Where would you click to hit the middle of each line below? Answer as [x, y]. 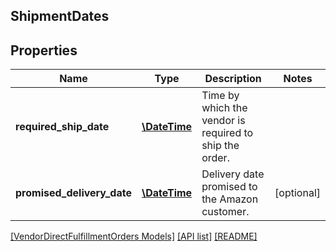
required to [227, 133]
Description [233, 79]
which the [224, 108]
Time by [220, 96]
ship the [220, 146]
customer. [225, 212]
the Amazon [230, 199]
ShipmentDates [60, 16]
